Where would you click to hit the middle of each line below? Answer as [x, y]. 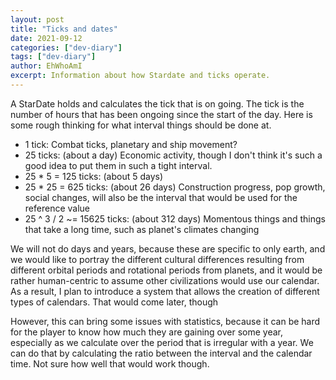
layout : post [37, 19]
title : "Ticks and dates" [64, 29]
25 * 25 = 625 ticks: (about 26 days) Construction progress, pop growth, [175, 187]
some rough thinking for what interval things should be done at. [141, 125]
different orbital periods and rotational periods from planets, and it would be [166, 270]
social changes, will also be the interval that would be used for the [161, 197]
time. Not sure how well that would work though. [110, 363]
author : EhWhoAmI [46, 66]
